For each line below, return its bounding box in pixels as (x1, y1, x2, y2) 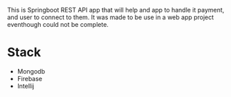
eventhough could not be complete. (7, 21, 109, 28)
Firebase (17, 74, 43, 83)
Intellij (17, 82, 35, 90)
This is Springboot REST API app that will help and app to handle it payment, (7, 6, 225, 14)
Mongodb (17, 67, 46, 75)
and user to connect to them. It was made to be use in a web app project (7, 13, 214, 21)
